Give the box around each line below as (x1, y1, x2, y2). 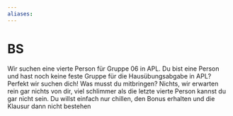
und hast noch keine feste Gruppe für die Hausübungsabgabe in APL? (7, 71, 212, 80)
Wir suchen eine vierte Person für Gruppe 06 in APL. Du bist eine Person (7, 64, 220, 73)
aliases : (7, 10, 33, 18)
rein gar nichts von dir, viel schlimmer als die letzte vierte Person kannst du (7, 86, 227, 95)
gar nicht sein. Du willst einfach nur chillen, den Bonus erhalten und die (7, 94, 215, 103)
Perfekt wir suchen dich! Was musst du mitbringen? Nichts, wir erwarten (7, 79, 219, 88)
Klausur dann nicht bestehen (7, 102, 91, 110)
